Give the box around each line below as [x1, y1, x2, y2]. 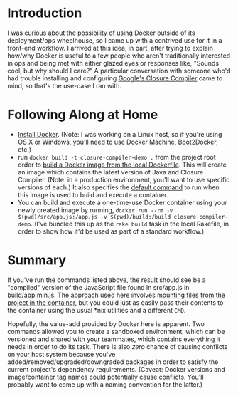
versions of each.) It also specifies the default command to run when [17, 183, 220, 192]
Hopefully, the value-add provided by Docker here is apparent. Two [7, 319, 205, 328]
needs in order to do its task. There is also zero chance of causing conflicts [7, 342, 228, 350]
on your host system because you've [7, 350, 116, 358]
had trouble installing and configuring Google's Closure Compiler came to [7, 73, 223, 83]
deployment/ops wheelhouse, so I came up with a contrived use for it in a [7, 36, 222, 44]
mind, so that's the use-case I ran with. [7, 81, 122, 90]
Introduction [7, 5, 82, 21]
